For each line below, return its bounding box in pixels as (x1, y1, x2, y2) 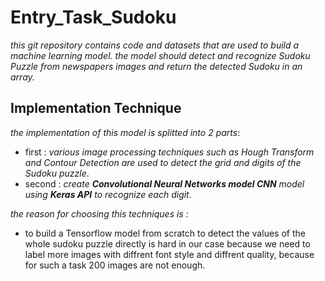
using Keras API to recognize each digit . (24, 188, 192, 200)
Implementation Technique (10, 100, 182, 117)
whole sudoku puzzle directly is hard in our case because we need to (24, 237, 311, 250)
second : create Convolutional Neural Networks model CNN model (24, 177, 305, 190)
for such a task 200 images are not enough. (24, 259, 206, 271)
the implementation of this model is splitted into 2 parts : (10, 126, 241, 138)
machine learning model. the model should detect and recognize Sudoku (10, 49, 311, 61)
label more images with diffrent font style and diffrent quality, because (24, 248, 315, 260)
